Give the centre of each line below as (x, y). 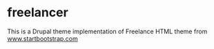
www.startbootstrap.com (42, 38)
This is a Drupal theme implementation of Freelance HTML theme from (107, 31)
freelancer (38, 13)
